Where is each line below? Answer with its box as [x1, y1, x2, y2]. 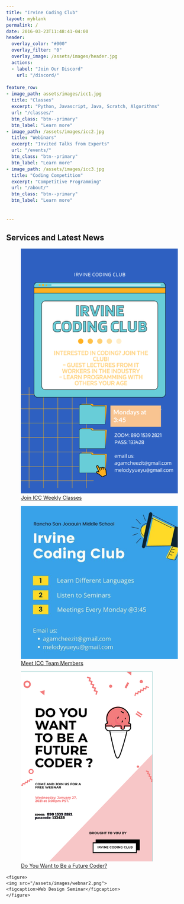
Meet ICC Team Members [21, 659, 84, 667]
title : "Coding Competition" [11, 172, 83, 178]
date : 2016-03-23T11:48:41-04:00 [6, 28, 89, 34]
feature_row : [6, 85, 38, 91]
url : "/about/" [11, 185, 49, 191]
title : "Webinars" [11, 135, 57, 141]
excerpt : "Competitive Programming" [11, 179, 102, 185]
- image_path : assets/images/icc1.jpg [6, 91, 102, 97]
